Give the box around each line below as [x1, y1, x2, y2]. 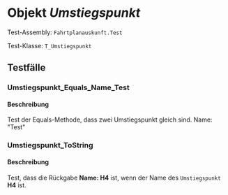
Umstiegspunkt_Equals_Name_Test [7, 82, 130, 92]
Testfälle [7, 62, 46, 74]
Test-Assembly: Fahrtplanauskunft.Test [7, 28, 123, 36]
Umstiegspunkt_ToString [7, 140, 93, 150]
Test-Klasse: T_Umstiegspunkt [7, 41, 92, 50]
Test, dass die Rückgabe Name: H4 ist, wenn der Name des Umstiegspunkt [7, 173, 221, 182]
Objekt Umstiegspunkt [7, 5, 141, 21]
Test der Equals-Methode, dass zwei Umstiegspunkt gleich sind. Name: [7, 115, 213, 124]
